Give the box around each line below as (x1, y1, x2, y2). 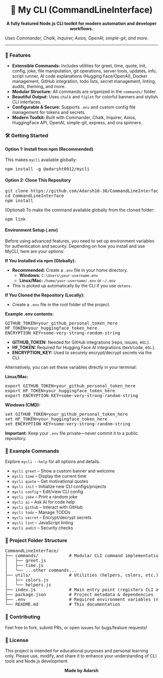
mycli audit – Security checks (12, 525, 73, 531)
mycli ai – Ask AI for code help (12, 499, 75, 505)
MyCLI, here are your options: (5, 248, 65, 254)
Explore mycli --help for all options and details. (5, 458, 100, 464)
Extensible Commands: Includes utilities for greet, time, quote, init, (12, 63, 147, 69)
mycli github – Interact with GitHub (12, 504, 83, 510)
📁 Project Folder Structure (5, 537, 67, 544)
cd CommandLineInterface (5, 193, 64, 199)
